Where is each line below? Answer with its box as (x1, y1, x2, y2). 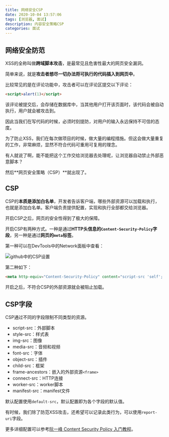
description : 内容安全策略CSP (5, 21, 64, 27)
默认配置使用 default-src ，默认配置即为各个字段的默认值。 (5, 398, 127, 405)
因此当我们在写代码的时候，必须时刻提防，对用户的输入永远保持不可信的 (5, 118, 155, 124)
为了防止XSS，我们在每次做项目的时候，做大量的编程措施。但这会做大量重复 (5, 135, 164, 141)
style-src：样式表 (12, 331, 49, 337)
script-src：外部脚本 (12, 325, 55, 331)
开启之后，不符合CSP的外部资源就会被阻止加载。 (5, 284, 107, 290)
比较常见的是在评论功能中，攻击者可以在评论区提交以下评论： (5, 81, 133, 88)
